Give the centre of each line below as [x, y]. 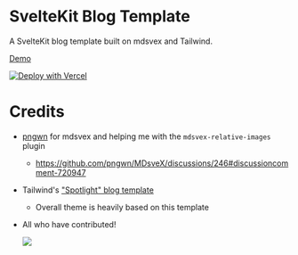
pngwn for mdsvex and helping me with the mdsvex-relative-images [146, 136]
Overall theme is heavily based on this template [122, 207]
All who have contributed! [69, 224]
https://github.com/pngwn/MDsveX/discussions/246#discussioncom [162, 163]
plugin [34, 145]
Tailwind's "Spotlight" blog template [88, 190]
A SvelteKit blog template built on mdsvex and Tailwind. [111, 41]
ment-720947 [60, 172]
